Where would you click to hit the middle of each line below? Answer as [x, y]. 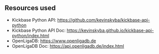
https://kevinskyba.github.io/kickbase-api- [110, 30]
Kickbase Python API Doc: [39, 30]
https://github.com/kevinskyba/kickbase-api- [104, 20]
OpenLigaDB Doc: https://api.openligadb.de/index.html [68, 46]
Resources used [30, 8]
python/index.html [31, 35]
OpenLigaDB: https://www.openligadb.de [54, 41]
